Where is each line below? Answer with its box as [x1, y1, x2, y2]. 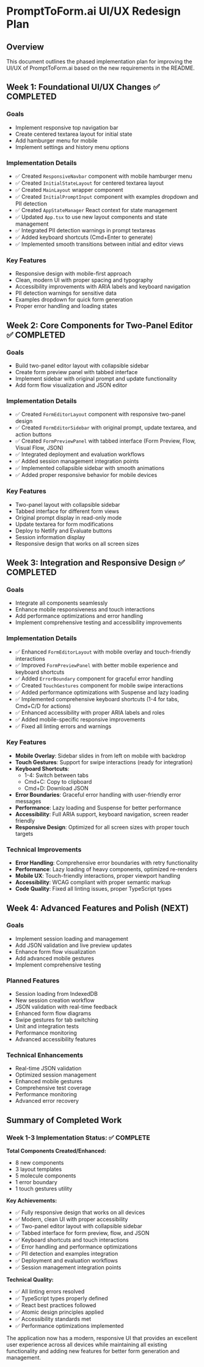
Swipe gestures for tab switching [15, 1016, 99, 1023]
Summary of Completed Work [6, 1115, 122, 1126]
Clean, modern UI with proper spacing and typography [15, 276, 153, 284]
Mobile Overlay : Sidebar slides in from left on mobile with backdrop [15, 752, 186, 759]
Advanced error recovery [15, 1097, 79, 1105]
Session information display [15, 533, 86, 540]
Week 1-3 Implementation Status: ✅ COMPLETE [6, 1133, 151, 1141]
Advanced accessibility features [15, 1036, 97, 1043]
